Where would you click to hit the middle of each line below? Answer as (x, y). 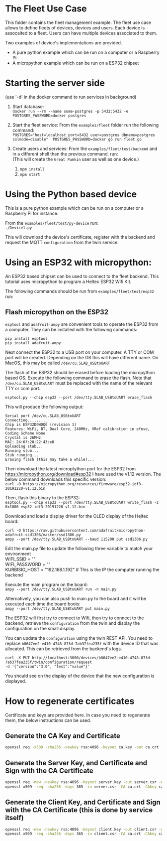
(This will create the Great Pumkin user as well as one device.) (76, 159)
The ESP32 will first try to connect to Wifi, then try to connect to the (75, 618)
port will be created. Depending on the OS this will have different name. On (82, 357)
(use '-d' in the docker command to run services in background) (71, 97)
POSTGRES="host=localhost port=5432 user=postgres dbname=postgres (83, 135)
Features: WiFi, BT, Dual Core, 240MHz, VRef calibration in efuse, (78, 429)
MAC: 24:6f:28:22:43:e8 (30, 442)
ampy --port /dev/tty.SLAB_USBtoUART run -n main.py (61, 589)
